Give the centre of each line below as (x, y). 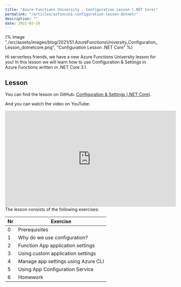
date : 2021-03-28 (23, 23)
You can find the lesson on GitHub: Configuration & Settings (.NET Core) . (78, 94)
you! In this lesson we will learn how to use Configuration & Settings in (76, 62)
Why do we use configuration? (53, 238)
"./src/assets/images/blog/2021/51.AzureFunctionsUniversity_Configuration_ (81, 42)
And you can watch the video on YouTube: (48, 104)
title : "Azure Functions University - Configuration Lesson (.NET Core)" (82, 10)
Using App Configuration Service (56, 269)
